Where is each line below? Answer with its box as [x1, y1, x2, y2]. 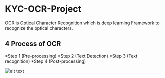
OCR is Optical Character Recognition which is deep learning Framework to [5, 20, 160, 26]
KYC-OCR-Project [5, 3, 82, 15]
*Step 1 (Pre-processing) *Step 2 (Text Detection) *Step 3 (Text [5, 53, 138, 59]
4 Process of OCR [5, 40, 61, 48]
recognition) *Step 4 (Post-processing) [5, 58, 86, 64]
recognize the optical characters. [5, 25, 73, 31]
